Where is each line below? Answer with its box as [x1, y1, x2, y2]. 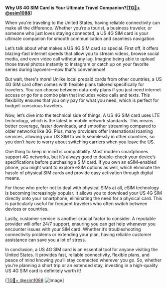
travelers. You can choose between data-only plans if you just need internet [5, 87, 161, 92]
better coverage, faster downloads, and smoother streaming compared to [5, 123, 156, 129]
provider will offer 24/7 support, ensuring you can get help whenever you [5, 221, 156, 227]
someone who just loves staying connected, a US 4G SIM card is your [5, 30, 149, 36]
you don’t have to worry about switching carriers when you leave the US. [5, 139, 155, 145]
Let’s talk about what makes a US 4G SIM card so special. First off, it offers [5, 45, 159, 51]
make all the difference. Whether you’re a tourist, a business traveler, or [5, 25, 152, 31]
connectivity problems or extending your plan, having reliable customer [5, 232, 152, 237]
